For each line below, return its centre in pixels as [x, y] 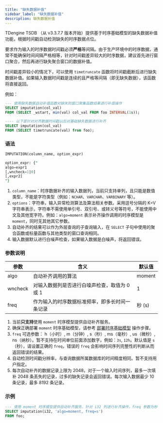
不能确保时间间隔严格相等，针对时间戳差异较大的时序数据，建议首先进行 [81, 55]
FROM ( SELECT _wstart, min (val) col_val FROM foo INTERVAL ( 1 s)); [72, 113]
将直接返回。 [18, 84]
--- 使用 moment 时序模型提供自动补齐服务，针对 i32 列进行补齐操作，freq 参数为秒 [81, 407]
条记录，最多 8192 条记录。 [39, 383]
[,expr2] [14, 176]
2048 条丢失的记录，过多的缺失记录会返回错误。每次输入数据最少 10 [86, 376]
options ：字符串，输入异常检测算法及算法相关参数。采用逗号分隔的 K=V [84, 203]
